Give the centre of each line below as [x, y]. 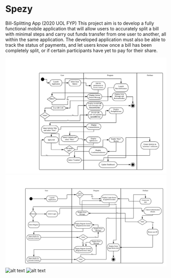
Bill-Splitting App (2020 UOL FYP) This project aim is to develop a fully [80, 23]
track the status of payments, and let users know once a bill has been [79, 45]
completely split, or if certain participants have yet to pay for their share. [81, 50]
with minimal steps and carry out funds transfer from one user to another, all [86, 34]
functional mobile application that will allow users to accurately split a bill [82, 28]
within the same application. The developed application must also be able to [85, 40]
